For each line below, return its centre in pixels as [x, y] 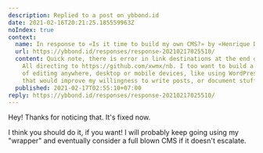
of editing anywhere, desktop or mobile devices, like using [124, 73]
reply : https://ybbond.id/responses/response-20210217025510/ [112, 95]
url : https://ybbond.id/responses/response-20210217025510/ [115, 52]
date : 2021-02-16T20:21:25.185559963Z [71, 23]
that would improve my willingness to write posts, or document [129, 80]
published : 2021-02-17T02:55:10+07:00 [79, 88]
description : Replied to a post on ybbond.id [83, 15]
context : [22, 37]
